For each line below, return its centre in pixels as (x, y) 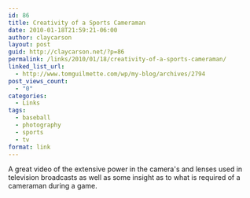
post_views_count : (38, 81)
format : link (29, 147)
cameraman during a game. (53, 186)
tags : (17, 111)
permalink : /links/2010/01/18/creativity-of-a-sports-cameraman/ (117, 60)
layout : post (29, 45)
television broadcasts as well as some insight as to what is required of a (125, 178)
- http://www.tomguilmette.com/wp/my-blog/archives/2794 (110, 74)
